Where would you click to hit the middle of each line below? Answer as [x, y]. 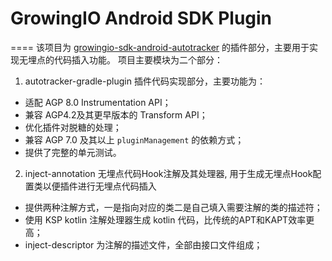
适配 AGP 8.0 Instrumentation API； [98, 102]
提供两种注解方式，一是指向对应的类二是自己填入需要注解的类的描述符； [173, 207]
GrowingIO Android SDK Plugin [141, 18]
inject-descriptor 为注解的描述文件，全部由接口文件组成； [143, 244]
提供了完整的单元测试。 [73, 152]
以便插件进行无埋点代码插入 [99, 186]
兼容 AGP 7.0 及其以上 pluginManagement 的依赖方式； [134, 139]
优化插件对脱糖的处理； [73, 127]
